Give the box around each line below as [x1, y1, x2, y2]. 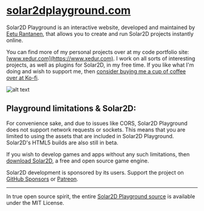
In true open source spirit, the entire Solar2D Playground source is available [6, 192, 195, 200]
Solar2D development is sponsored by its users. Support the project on [6, 169, 184, 176]
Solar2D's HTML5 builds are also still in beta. [6, 139, 118, 146]
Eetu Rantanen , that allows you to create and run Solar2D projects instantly [6, 30, 194, 37]
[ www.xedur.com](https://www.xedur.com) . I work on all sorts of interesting [6, 55, 195, 62]
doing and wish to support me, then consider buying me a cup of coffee [6, 67, 186, 75]
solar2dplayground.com [6, 4, 131, 18]
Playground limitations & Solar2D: [6, 104, 137, 114]
